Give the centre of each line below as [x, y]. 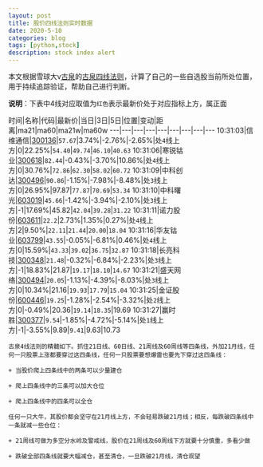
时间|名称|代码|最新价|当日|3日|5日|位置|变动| [82, 120]
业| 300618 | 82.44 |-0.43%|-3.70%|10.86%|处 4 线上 [89, 160]
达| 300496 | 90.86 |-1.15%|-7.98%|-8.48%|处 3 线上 [88, 180]
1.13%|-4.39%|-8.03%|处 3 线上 [120, 280]
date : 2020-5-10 [35, 30]
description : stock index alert [62, 53]
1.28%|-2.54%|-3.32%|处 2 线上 [120, 300]
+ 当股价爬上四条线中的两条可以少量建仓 [65, 370]
